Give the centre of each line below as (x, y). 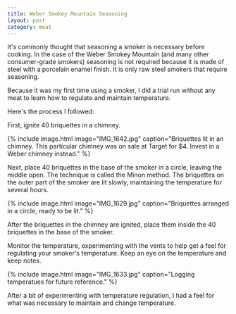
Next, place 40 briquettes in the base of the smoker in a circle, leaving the (115, 168)
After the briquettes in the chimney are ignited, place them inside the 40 (112, 225)
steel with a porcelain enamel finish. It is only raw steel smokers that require (117, 69)
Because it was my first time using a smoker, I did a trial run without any (112, 90)
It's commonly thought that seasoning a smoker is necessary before (106, 47)
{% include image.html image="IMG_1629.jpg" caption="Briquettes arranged (118, 203)
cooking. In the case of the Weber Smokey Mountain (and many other (108, 54)
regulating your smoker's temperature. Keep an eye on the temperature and (117, 253)
